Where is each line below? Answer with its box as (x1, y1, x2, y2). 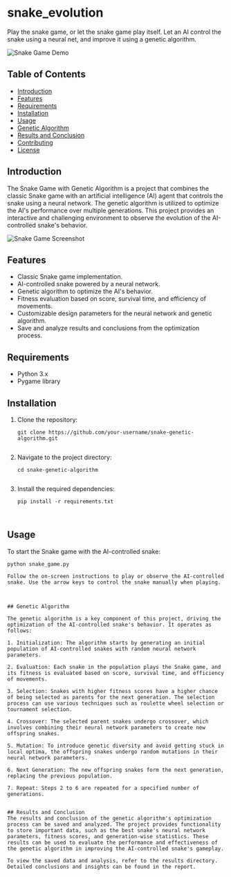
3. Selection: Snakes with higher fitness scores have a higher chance (7, 687, 218, 694)
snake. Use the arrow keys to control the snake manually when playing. (7, 579, 221, 586)
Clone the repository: (17, 416, 78, 423)
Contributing (17, 138, 53, 147)
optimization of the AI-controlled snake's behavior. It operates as (7, 621, 212, 628)
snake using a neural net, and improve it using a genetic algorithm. (7, 35, 197, 43)
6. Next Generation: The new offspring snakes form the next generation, (7, 766, 225, 773)
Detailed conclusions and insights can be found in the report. (7, 863, 196, 870)
